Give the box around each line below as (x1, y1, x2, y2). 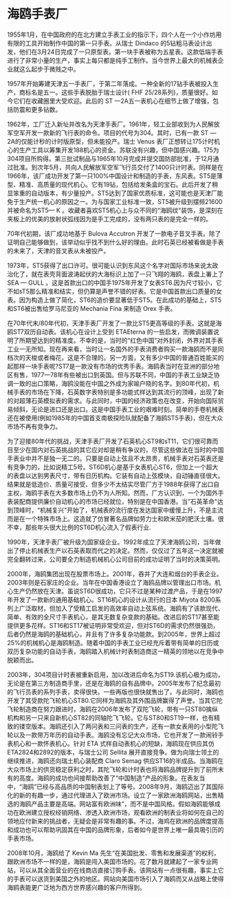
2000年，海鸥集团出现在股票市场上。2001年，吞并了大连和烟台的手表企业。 (7, 569, 223, 578)
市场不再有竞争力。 (7, 422, 62, 431)
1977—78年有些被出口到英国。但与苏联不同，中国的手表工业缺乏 (30, 370, 214, 379)
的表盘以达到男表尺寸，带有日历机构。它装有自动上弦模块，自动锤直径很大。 (7, 471, 224, 480)
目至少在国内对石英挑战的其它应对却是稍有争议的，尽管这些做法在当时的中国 (7, 445, 224, 453)
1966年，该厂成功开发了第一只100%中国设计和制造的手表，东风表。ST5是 (7, 172, 217, 180)
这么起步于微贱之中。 (19, 65, 80, 73)
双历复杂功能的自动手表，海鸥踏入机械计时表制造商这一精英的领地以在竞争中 (7, 647, 224, 655)
